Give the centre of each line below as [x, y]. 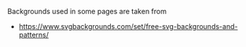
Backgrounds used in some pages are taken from [87, 11]
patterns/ [33, 35]
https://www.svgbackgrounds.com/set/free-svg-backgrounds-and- [128, 26]
